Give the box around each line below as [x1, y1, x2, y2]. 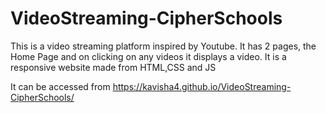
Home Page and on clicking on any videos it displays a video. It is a [10, 50, 287, 62]
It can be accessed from [10, 80, 111, 92]
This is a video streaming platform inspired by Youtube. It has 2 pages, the [10, 40, 317, 52]
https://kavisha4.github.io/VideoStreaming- [112, 80, 292, 92]
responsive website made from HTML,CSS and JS [10, 61, 217, 73]
